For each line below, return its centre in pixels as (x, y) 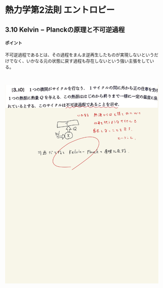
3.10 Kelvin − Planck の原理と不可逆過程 (65, 30)
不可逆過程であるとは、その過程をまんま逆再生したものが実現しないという (80, 55)
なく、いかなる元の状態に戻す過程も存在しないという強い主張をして (81, 61)
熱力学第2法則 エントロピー (60, 10)
